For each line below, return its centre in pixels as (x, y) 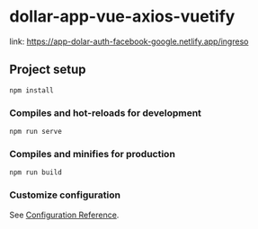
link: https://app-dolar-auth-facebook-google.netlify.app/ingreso (129, 41)
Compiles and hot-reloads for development (106, 112)
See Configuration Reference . (64, 215)
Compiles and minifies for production (92, 154)
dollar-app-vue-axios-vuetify (122, 17)
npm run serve (36, 132)
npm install (31, 90)
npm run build (36, 172)
